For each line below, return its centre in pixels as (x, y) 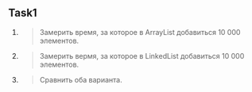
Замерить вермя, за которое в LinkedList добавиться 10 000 (142, 56)
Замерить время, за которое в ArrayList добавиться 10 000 (140, 32)
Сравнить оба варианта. (81, 79)
